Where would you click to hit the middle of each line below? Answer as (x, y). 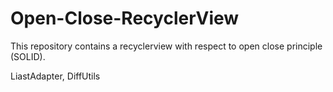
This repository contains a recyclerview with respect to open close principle (166, 46)
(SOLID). (28, 56)
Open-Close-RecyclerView (125, 18)
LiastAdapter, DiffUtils (55, 76)
